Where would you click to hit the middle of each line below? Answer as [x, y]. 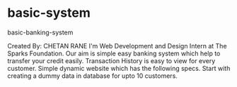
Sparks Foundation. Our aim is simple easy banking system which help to [114, 53]
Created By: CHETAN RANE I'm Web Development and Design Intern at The [117, 46]
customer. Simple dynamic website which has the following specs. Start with [119, 68]
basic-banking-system [40, 32]
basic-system [49, 13]
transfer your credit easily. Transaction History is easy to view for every [111, 60]
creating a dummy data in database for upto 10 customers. [93, 76]
